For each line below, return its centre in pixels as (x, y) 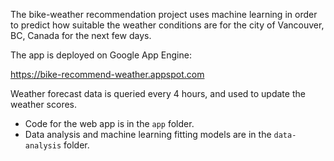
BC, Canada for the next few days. (81, 35)
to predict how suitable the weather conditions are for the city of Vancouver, (167, 25)
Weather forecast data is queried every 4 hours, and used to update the (158, 93)
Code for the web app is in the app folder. (109, 123)
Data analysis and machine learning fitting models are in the (148, 134)
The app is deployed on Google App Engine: (101, 55)
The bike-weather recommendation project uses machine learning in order (164, 14)
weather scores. (43, 104)
